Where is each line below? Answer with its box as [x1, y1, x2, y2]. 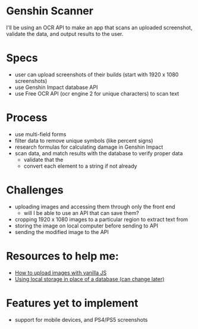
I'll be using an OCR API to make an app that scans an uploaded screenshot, [6, 24, 193, 31]
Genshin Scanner [6, 4, 94, 18]
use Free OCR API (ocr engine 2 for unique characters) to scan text [14, 90, 180, 97]
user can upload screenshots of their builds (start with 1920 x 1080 [14, 70, 179, 78]
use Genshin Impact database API [14, 84, 98, 91]
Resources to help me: [6, 249, 119, 263]
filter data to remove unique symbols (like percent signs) [14, 137, 153, 144]
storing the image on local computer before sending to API [14, 222, 159, 229]
